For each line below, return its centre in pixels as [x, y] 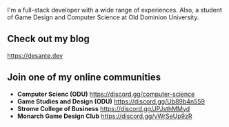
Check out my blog [48, 39]
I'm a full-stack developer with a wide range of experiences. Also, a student [115, 10]
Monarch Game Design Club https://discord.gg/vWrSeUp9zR [104, 116]
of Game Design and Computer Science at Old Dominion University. [103, 17]
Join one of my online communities [84, 78]
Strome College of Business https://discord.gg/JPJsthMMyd [103, 108]
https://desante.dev [35, 55]
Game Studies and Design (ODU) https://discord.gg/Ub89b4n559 [111, 101]
